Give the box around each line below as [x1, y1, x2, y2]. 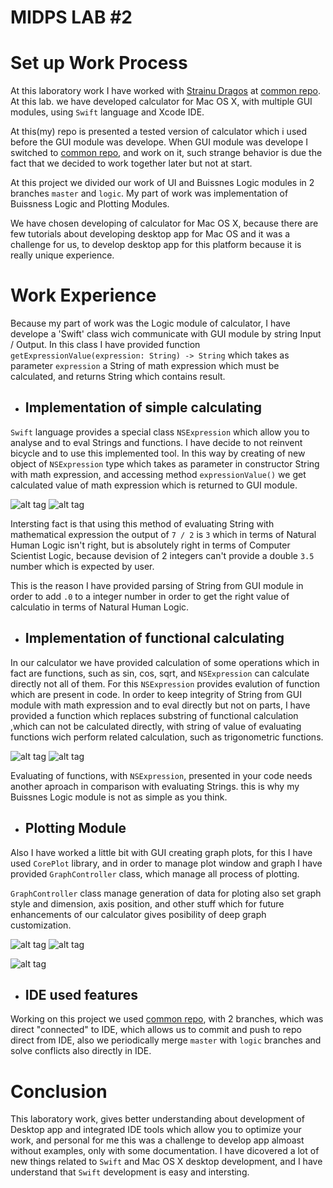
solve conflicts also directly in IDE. [10, 1045, 152, 1057]
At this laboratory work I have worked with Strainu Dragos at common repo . [10, 85, 322, 97]
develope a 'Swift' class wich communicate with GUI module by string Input [10, 328, 322, 340]
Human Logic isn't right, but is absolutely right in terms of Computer [10, 539, 291, 551]
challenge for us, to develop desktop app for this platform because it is [10, 239, 302, 251]
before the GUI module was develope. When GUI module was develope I [10, 136, 308, 148]
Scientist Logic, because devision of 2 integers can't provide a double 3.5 [10, 549, 315, 561]
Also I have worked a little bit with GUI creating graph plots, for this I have [10, 846, 313, 858]
